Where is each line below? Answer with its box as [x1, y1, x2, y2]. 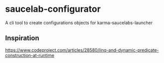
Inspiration [5, 34, 40, 42]
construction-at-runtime [5, 52, 55, 58]
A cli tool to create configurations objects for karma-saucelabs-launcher [5, 20, 153, 26]
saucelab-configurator [5, 3, 101, 15]
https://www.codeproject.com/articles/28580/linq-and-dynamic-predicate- [5, 47, 159, 53]
